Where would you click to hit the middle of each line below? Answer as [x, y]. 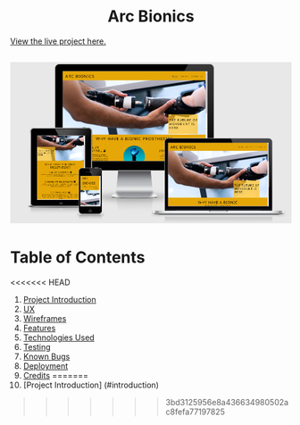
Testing [37, 347]
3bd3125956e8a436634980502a [227, 403]
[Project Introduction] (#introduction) [91, 385]
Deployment [46, 366]
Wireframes [45, 319]
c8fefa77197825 [196, 412]
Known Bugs [46, 357]
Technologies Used [58, 337]
